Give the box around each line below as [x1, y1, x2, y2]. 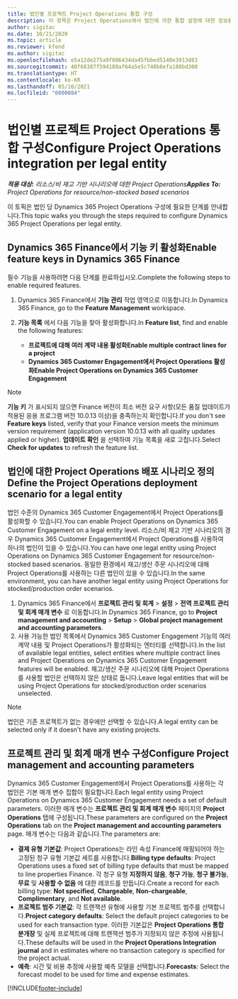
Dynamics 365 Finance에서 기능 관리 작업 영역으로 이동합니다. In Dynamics [17, 295, 228, 304]
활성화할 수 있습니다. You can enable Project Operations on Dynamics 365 [7, 517, 218, 525]
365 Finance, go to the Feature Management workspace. [17, 303, 186, 312]
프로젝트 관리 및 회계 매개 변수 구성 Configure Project [7, 748, 229, 760]
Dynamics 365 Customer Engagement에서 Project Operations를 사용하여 [14, 534, 225, 543]
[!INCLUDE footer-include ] [7, 983, 83, 992]
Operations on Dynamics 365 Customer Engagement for [7, 551, 171, 560]
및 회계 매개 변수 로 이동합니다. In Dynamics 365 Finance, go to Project [17, 607, 218, 616]
